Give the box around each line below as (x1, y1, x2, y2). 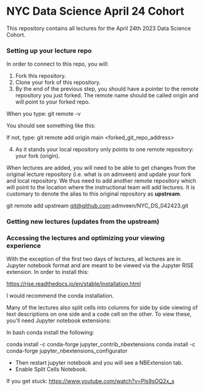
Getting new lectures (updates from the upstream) (6, 218, 160, 226)
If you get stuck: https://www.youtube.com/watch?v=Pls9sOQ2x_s (6, 378, 175, 385)
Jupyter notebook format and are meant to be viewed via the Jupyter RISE (6, 262, 194, 269)
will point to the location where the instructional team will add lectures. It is (6, 184, 195, 191)
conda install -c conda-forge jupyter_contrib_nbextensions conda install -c (6, 341, 195, 348)
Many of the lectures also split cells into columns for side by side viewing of (6, 304, 198, 311)
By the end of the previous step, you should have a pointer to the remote (15, 85, 199, 93)
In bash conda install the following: (6, 329, 95, 336)
